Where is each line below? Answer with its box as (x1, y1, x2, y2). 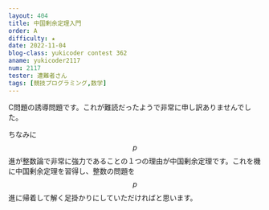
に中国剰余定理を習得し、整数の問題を (8, 166, 135, 175)
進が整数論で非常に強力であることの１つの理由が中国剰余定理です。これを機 (8, 156, 261, 166)
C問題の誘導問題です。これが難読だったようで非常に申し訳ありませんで (8, 102, 245, 112)
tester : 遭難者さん (8, 72, 67, 80)
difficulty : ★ (8, 34, 56, 43)
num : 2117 (8, 64, 42, 72)
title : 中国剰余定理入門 (8, 19, 82, 27)
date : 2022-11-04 (8, 42, 67, 50)
